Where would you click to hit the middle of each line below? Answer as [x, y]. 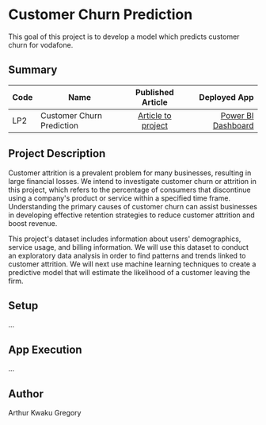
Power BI [237, 115]
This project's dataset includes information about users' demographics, [125, 239]
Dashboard [233, 125]
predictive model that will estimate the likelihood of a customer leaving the [129, 272]
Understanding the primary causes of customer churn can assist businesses [133, 206]
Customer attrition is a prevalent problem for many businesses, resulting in [130, 173]
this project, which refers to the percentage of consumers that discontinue [129, 190]
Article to [154, 115]
